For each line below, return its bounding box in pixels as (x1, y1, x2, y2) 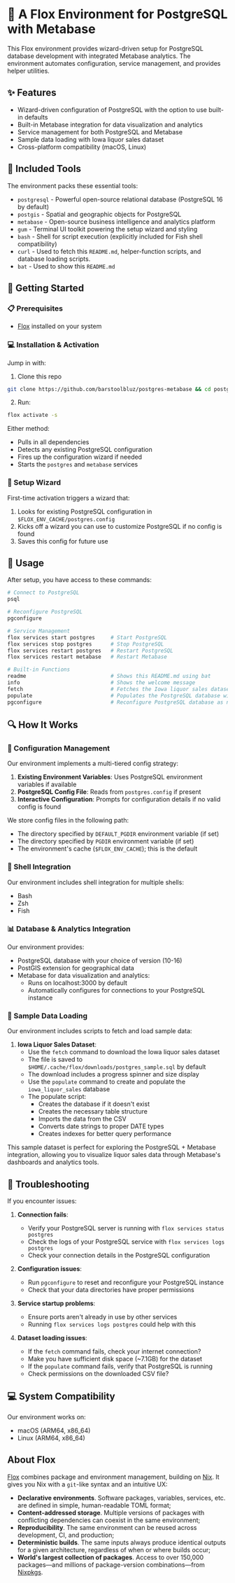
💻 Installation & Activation (7, 340, 99, 350)
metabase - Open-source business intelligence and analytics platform (17, 217, 215, 226)
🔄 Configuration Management (7, 743, 111, 753)
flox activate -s (7, 412, 58, 419)
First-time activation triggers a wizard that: (7, 493, 130, 502)
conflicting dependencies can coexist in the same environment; (17, 1516, 201, 1524)
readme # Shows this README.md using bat (7, 673, 211, 680)
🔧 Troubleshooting (7, 1178, 90, 1190)
